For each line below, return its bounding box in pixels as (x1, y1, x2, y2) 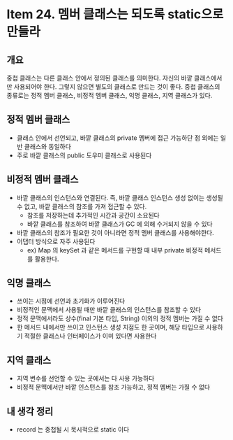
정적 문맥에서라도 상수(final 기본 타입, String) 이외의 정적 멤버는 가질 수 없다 (16, 314, 224, 322)
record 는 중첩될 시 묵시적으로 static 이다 (16, 425, 130, 434)
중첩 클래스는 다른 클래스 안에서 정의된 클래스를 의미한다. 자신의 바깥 (6, 74, 193, 82)
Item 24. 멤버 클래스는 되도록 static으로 (6, 6, 224, 22)
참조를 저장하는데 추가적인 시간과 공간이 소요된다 (27, 211, 160, 219)
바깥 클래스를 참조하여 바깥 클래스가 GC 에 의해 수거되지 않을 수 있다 (27, 220, 213, 228)
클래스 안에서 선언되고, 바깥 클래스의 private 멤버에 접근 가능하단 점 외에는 (16, 134, 219, 142)
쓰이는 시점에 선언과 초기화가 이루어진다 (16, 297, 126, 305)
